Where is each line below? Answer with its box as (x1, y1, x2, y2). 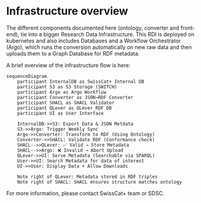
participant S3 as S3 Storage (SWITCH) (17, 83, 118, 90)
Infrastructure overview (6, 4, 129, 18)
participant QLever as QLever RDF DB (17, 105, 112, 111)
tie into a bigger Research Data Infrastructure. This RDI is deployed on (21, 30, 195, 37)
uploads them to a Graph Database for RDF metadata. (6, 50, 140, 57)
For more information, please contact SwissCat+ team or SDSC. (6, 189, 165, 197)
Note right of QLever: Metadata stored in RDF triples (17, 173, 158, 179)
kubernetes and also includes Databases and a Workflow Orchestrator (6, 37, 181, 44)
